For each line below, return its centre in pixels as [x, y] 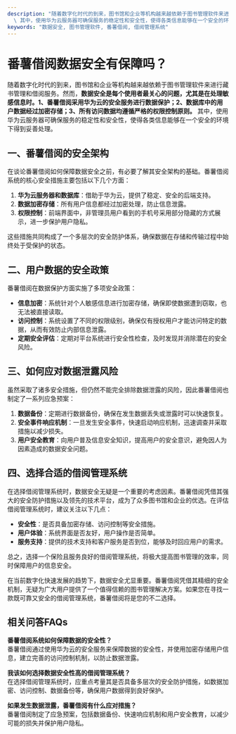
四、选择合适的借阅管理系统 [67, 473]
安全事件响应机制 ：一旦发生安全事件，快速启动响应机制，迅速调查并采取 [122, 422]
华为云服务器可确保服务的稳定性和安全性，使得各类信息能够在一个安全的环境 [118, 120]
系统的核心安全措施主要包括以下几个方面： [69, 180]
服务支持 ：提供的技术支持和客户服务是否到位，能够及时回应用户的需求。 [122, 541]
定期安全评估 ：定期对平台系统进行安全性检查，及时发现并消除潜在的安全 [122, 338]
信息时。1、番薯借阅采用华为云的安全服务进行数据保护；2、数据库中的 [115, 102]
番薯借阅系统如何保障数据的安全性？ [60, 640]
